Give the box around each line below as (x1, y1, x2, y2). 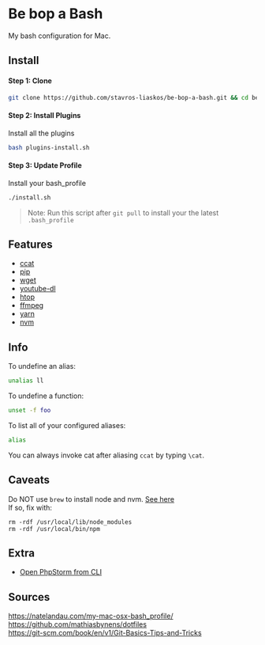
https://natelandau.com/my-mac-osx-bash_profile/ (8, 611, 174, 621)
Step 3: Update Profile (8, 161, 82, 170)
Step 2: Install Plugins (8, 111, 81, 120)
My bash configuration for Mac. (8, 31, 111, 40)
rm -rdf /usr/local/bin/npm (8, 525, 101, 533)
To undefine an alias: (8, 362, 77, 371)
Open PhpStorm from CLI (19, 567, 103, 577)
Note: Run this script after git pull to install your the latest (27, 207, 219, 218)
